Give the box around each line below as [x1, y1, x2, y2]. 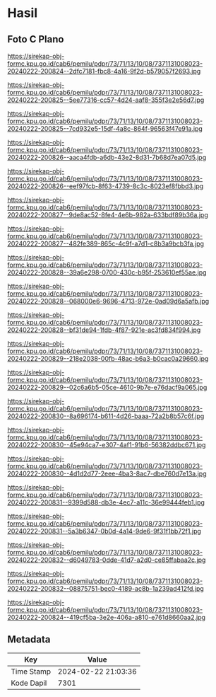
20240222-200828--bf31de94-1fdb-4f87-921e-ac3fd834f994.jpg [7, 326, 201, 334]
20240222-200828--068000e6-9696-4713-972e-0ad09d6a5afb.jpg [7, 297, 210, 305]
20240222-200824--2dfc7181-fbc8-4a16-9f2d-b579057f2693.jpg [7, 67, 201, 75]
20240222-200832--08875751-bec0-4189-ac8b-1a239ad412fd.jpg [7, 584, 205, 592]
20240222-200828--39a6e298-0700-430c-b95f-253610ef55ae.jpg [7, 268, 207, 277]
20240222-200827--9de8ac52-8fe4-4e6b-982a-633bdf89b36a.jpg [7, 211, 208, 219]
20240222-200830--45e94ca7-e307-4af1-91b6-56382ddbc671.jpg [7, 441, 206, 449]
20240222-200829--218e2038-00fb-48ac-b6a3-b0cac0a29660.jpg [7, 355, 209, 362]
